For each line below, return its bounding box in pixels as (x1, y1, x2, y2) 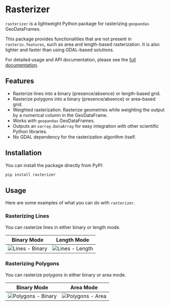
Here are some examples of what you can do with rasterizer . (5, 200, 135, 206)
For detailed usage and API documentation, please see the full (5, 56, 136, 62)
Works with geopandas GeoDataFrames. (12, 117, 95, 124)
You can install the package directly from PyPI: (5, 162, 104, 168)
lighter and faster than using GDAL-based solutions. (5, 46, 114, 53)
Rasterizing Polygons (5, 260, 60, 267)
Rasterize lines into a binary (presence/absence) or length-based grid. (12, 90, 161, 97)
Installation (5, 149, 42, 157)
